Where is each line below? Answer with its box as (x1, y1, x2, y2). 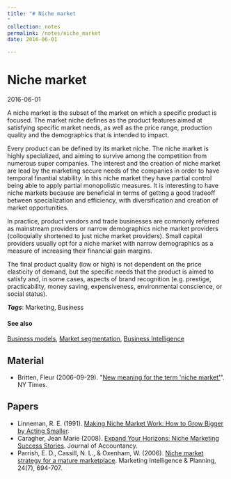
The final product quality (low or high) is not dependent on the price (7, 260, 202, 269)
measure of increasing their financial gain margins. (7, 246, 153, 255)
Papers (7, 401, 39, 413)
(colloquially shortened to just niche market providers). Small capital (7, 232, 202, 240)
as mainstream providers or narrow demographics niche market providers (7, 224, 219, 233)
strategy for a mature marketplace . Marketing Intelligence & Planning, (17, 456, 217, 464)
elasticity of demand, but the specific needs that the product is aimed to (7, 267, 214, 276)
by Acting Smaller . (17, 426, 70, 435)
